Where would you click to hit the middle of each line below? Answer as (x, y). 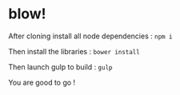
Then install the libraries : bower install (74, 51)
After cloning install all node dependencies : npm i (91, 36)
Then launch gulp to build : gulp (60, 67)
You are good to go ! (42, 82)
